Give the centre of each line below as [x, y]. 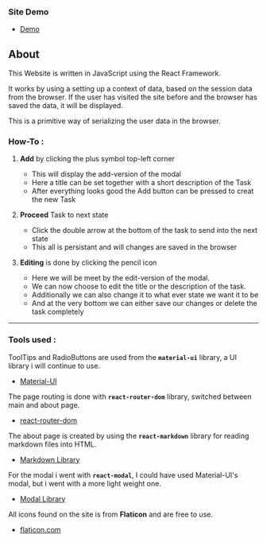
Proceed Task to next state [64, 215]
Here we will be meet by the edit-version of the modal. [121, 278]
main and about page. [44, 405]
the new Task [54, 199]
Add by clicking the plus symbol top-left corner [97, 159]
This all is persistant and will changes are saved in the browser [134, 247]
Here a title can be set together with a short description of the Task [141, 183]
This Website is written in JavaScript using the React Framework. [114, 73]
